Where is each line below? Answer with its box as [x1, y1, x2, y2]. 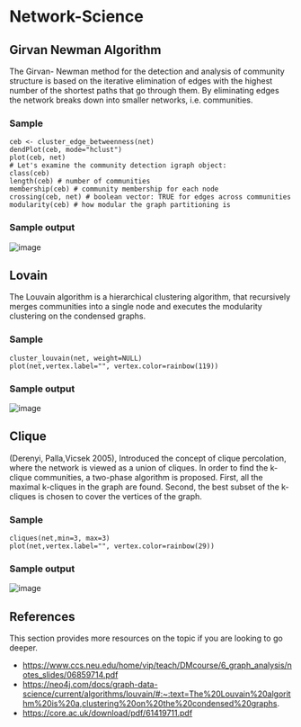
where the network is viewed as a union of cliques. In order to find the [9, 462, 269, 473]
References [9, 609, 75, 624]
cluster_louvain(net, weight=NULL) [9, 354, 143, 363]
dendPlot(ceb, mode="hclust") [9, 146, 123, 155]
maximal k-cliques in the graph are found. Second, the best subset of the [9, 481, 280, 492]
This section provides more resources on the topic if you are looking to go [9, 633, 283, 644]
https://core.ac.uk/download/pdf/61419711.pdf [22, 708, 193, 719]
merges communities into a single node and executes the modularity [9, 301, 262, 312]
